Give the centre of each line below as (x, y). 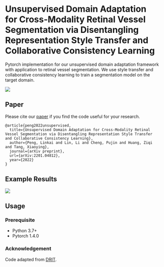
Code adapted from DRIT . (31, 259)
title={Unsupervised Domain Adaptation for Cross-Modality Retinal (80, 130)
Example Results (31, 179)
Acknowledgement (28, 249)
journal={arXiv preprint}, (37, 151)
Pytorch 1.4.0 (26, 236)
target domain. (20, 80)
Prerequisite (20, 220)
